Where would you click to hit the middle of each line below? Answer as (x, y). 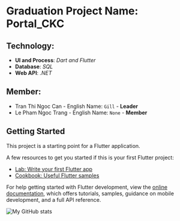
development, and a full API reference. (54, 199)
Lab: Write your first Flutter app (54, 169)
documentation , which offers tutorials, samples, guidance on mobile (90, 193)
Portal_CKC (35, 24)
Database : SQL (34, 66)
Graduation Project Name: (72, 11)
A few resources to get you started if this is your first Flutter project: (90, 158)
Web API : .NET (33, 73)
